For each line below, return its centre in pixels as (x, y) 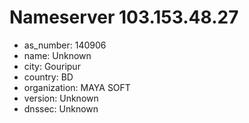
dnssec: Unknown (61, 108)
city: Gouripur (52, 66)
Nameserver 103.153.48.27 (124, 17)
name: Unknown (57, 55)
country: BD (48, 77)
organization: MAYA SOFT (77, 87)
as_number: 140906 (65, 45)
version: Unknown (61, 98)
